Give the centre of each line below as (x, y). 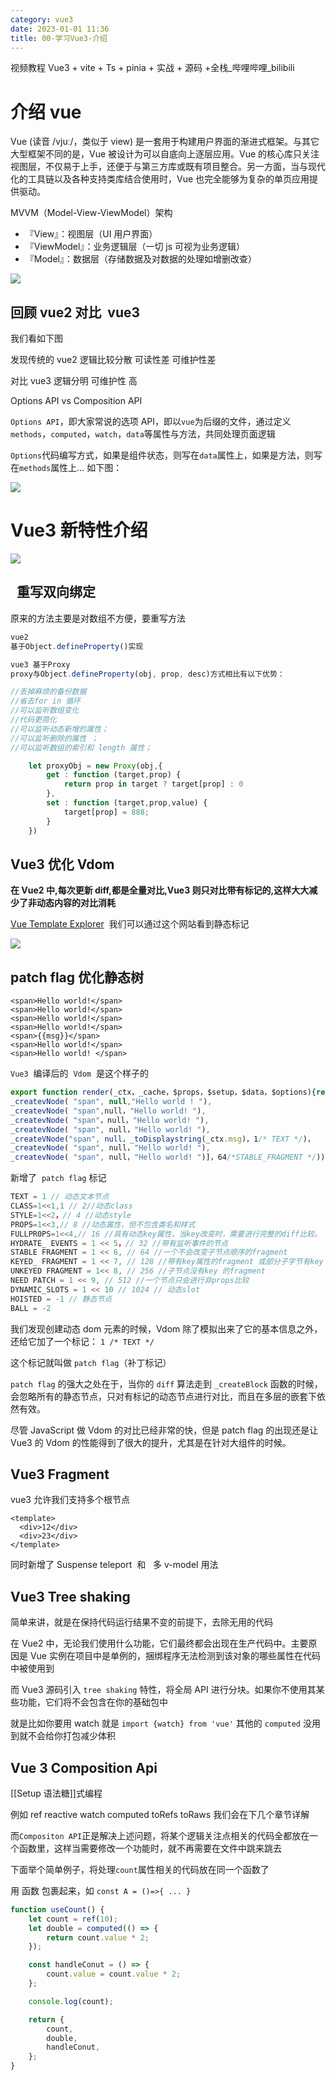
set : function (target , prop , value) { (127, 803)
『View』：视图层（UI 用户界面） (91, 234)
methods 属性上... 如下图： (71, 468)
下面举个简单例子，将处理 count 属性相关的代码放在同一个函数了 (140, 1869)
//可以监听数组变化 (45, 711)
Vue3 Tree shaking (70, 1596)
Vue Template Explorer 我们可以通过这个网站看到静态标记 (130, 924)
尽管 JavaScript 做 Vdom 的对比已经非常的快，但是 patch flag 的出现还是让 (164, 1430)
